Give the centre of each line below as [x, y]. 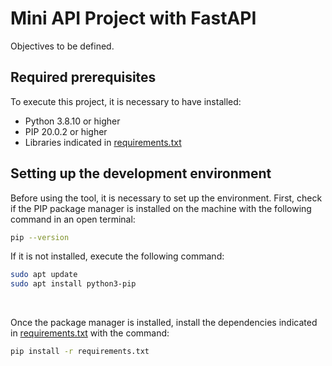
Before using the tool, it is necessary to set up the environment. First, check [166, 198]
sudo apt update [44, 275]
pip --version [40, 237]
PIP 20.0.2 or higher [66, 131]
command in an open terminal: [73, 219]
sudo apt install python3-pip [73, 284]
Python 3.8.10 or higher [72, 121]
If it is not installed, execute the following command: [117, 256]
